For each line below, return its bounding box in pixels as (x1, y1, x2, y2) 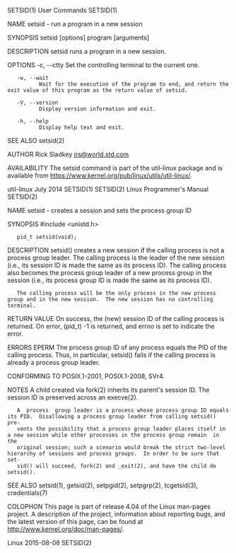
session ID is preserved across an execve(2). (7, 393, 138, 402)
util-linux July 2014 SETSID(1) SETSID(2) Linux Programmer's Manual (7, 185, 208, 193)
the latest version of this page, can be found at (7, 518, 143, 525)
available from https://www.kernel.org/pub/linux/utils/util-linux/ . (7, 171, 192, 180)
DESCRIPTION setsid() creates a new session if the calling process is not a (7, 246, 225, 254)
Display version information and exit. (38, 105, 157, 112)
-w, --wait (16, 74, 49, 81)
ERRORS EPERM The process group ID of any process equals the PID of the (7, 343, 228, 351)
